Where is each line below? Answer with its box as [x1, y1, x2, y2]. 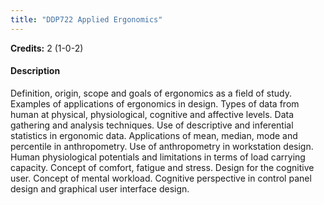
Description [10, 65, 61, 77]
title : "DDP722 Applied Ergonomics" [10, 14, 163, 25]
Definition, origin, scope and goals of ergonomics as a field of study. [10, 87, 292, 99]
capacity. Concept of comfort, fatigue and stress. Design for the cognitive [10, 161, 315, 173]
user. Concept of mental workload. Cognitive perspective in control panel [10, 172, 312, 184]
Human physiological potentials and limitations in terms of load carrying [10, 151, 306, 163]
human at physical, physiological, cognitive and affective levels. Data [10, 108, 295, 120]
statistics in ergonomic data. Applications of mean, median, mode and [10, 129, 298, 141]
